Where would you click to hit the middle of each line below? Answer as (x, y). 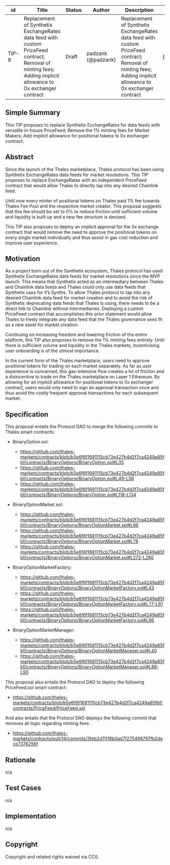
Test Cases (23, 788)
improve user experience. (32, 243)
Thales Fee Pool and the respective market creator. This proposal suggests (83, 206)
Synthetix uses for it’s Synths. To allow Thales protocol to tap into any (78, 292)
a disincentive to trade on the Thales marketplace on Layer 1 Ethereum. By (83, 377)
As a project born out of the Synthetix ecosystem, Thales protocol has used (84, 271)
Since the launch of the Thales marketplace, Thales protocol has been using (85, 169)
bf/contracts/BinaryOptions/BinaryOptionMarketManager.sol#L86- (90, 667)
